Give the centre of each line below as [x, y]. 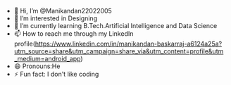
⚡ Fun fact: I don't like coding [56, 74]
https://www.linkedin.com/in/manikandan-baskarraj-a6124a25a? [129, 44]
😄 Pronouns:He [37, 66]
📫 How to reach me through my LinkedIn [74, 34]
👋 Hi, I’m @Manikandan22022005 [63, 11]
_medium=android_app [47, 59]
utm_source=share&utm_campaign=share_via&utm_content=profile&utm [119, 51]
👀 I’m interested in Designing [55, 18]
